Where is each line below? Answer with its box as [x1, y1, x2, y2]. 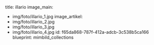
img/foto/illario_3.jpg [12, 24, 55, 30]
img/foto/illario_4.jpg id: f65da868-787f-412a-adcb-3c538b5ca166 [12, 29, 149, 35]
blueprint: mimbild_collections [12, 34, 74, 40]
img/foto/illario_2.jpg [12, 19, 55, 24]
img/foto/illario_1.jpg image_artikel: [12, 14, 83, 19]
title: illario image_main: [5, 4, 54, 10]
